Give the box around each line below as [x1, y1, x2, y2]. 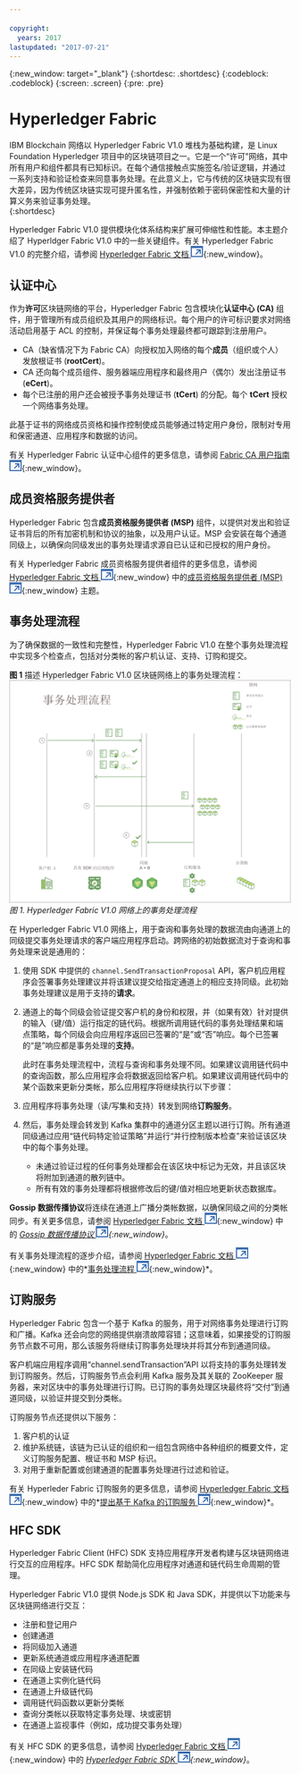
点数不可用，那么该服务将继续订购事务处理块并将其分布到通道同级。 [24, 1339, 275, 1350]
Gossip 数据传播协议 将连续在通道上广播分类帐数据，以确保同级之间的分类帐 [9, 1202, 288, 1212]
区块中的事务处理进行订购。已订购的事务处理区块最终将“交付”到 [47, 1381, 283, 1392]
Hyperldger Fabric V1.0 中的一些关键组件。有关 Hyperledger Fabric [26, 235, 274, 246]
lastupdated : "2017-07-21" [9, 43, 110, 52]
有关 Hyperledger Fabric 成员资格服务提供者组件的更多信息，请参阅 [9, 558, 257, 569]
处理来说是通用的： [16, 946, 87, 957]
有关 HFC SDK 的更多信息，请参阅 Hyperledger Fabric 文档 [9, 1741, 226, 1752]
